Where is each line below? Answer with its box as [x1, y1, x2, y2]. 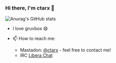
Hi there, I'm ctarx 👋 [5, 4, 55, 11]
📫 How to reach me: [12, 35, 56, 41]
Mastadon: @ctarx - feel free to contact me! [20, 47, 111, 53]
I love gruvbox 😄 [12, 25, 48, 31]
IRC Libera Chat [20, 52, 53, 58]
